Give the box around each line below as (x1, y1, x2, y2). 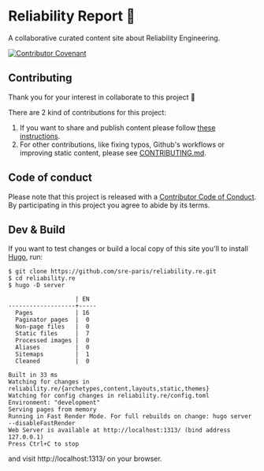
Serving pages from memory (8, 406, 97, 413)
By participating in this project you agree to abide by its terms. (8, 200, 210, 210)
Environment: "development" (8, 398, 101, 407)
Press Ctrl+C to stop (8, 440, 80, 448)
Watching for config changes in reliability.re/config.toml (8, 392, 210, 400)
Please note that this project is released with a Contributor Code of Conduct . (8, 192, 257, 201)
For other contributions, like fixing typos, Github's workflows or (19, 140, 225, 149)
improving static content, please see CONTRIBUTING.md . (19, 148, 206, 157)
